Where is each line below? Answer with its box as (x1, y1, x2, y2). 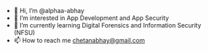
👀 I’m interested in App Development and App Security (13, 14, 169, 22)
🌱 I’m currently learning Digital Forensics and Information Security (13, 21, 202, 29)
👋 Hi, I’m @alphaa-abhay (13, 7, 85, 14)
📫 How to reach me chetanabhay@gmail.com (13, 37, 145, 44)
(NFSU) (13, 28, 36, 37)
